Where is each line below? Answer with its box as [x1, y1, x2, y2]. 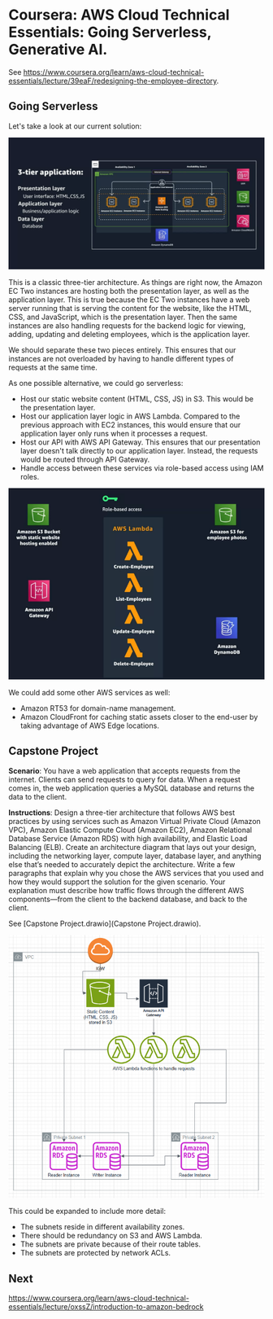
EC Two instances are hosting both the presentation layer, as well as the [8, 287, 249, 296]
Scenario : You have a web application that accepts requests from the [8, 765, 241, 775]
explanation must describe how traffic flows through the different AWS [8, 885, 245, 895]
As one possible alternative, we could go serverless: [8, 379, 184, 388]
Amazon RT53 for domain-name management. [19, 703, 176, 713]
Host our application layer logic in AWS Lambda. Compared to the [19, 411, 240, 421]
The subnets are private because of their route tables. [19, 1239, 201, 1249]
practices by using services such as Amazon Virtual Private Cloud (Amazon [8, 816, 262, 826]
